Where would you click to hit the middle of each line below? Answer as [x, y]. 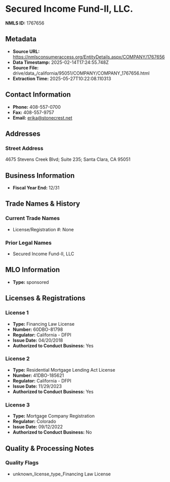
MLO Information [33, 270]
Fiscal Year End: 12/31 [36, 188]
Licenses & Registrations [45, 298]
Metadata [21, 39]
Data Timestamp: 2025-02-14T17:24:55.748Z [61, 62]
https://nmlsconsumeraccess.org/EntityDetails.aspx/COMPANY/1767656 [89, 57]
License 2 [18, 359]
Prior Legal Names [29, 243]
